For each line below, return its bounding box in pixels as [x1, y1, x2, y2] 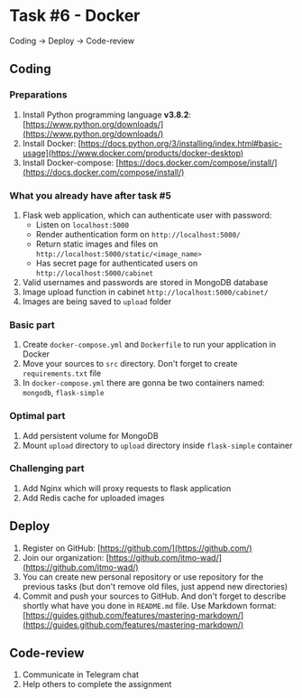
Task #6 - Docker [9, 5, 141, 26]
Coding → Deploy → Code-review [9, 35, 135, 46]
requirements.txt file [22, 368, 102, 379]
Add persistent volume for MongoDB [22, 430, 160, 441]
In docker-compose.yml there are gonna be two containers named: [22, 377, 265, 388]
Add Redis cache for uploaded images [22, 492, 165, 503]
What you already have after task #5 [9, 189, 171, 201]
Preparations [9, 88, 68, 101]
